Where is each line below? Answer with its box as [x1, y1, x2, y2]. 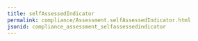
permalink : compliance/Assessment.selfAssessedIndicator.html [7, 17, 191, 24]
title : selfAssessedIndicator [7, 10, 95, 17]
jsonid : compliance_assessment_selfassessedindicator [7, 23, 167, 30]
